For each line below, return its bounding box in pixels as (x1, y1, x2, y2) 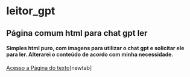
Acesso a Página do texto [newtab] (6, 64, 92, 71)
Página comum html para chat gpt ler (6, 28, 148, 38)
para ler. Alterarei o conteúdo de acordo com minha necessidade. (6, 51, 174, 58)
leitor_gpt (6, 4, 55, 18)
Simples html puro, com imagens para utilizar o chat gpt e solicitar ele (6, 45, 185, 52)
